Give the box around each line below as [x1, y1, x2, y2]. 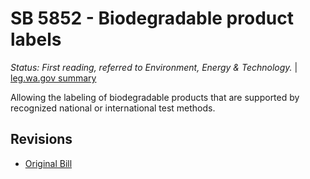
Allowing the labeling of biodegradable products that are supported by [10, 91, 300, 103]
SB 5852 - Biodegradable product [10, 7, 294, 30]
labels [10, 28, 62, 51]
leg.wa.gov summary [10, 72, 97, 84]
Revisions [10, 131, 73, 148]
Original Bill [24, 157, 73, 169]
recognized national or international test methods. [10, 102, 216, 114]
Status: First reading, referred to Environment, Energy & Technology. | [10, 61, 298, 73]
